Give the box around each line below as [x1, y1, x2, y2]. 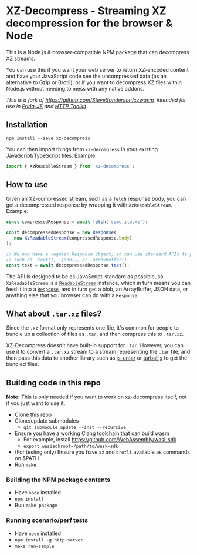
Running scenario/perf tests [6, 516, 89, 524]
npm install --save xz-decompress [6, 135, 91, 141]
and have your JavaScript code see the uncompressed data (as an [6, 72, 167, 79]
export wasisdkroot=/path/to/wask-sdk [23, 443, 118, 450]
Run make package [14, 501, 57, 509]
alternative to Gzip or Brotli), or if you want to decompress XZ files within [6, 78, 182, 86]
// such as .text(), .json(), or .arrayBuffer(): [6, 257, 130, 262]
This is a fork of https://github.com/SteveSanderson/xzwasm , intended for [6, 96, 186, 104]
